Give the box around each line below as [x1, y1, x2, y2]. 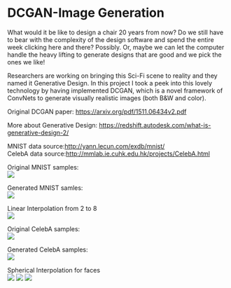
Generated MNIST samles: [7, 184, 83, 192]
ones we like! [7, 57, 45, 66]
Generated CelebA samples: [7, 245, 88, 254]
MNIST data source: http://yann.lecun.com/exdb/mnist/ [7, 142, 165, 150]
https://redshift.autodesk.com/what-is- [99, 121, 211, 129]
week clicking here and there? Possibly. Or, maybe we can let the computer [7, 43, 225, 51]
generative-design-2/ [7, 128, 69, 137]
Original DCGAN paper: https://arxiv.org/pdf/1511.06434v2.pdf [7, 107, 187, 116]
